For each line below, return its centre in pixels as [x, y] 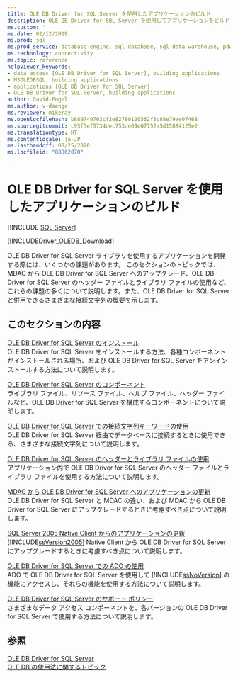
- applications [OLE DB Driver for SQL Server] [79, 86]
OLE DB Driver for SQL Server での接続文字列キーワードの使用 [98, 426]
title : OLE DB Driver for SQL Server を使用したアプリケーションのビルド [109, 14]
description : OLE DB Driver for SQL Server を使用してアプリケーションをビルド [119, 21]
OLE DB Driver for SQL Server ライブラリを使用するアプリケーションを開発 [117, 255]
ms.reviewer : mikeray [39, 113]
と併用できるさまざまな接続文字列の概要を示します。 [85, 300]
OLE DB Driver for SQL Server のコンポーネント [76, 384]
